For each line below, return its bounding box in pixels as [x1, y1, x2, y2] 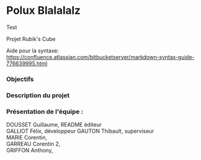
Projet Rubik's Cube [6, 35, 56, 42]
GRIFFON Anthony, [6, 147, 53, 154]
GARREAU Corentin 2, [6, 140, 60, 148]
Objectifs [6, 75, 34, 83]
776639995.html [6, 60, 48, 67]
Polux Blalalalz [6, 4, 81, 18]
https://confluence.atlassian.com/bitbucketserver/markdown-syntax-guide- [6, 53, 195, 60]
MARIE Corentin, [6, 134, 47, 141]
